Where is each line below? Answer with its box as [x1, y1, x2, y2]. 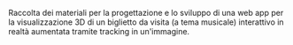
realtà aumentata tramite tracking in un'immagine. [8, 26, 190, 36]
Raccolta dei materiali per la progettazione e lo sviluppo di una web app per [8, 8, 284, 18]
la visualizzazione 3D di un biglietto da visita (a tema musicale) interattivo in [8, 17, 284, 27]
